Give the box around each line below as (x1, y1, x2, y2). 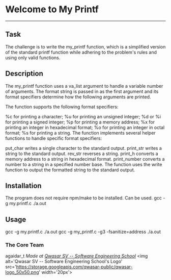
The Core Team (5, 241, 44, 248)
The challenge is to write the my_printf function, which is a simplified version (5, 43, 166, 49)
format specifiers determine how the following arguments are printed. (5, 93, 151, 100)
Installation (5, 181, 42, 190)
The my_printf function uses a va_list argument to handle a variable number (5, 83, 163, 89)
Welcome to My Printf (5, 4, 99, 15)
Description (5, 69, 43, 78)
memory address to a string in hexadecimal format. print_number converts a (5, 156, 165, 162)
